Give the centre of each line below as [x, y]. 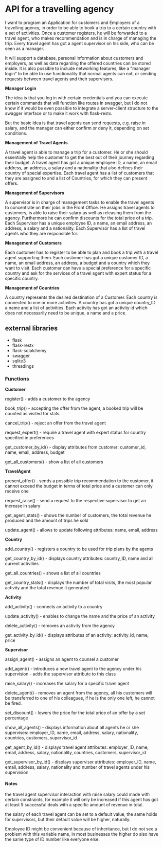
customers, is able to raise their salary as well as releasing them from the [78, 212]
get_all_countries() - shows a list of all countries [53, 573]
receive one [17, 491]
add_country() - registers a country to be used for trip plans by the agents [79, 549]
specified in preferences [30, 438]
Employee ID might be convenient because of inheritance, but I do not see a [81, 829]
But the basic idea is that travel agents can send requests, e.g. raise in [75, 123]
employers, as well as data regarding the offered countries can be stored [78, 63]
